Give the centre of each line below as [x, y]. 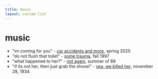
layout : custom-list [26, 14]
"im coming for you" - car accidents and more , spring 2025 [71, 51]
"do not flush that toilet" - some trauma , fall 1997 [61, 56]
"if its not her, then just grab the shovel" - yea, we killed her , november [83, 66]
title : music [18, 9]
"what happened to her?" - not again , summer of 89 [64, 61]
